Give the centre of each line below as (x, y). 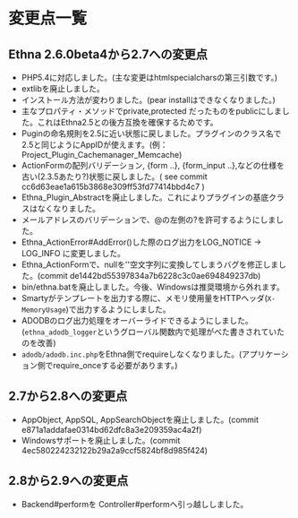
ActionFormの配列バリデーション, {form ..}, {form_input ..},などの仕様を (153, 165)
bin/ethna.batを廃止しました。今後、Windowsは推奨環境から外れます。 (153, 287)
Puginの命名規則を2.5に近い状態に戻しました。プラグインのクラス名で (151, 134)
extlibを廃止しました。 (63, 89)
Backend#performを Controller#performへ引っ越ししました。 (135, 504)
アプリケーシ (265, 354)
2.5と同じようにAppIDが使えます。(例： (94, 145)
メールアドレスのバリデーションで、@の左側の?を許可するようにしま (149, 220)
